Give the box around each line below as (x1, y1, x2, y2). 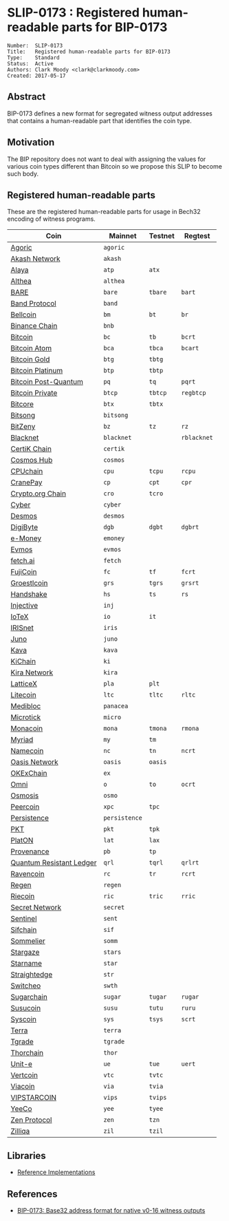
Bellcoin (10, 310, 36, 319)
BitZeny (10, 422, 36, 432)
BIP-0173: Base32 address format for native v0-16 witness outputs (17, 1207, 206, 1214)
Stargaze (10, 948, 40, 957)
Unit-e (10, 1059, 33, 1069)
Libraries (7, 1149, 46, 1161)
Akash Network (10, 254, 61, 264)
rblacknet (181, 434, 213, 442)
